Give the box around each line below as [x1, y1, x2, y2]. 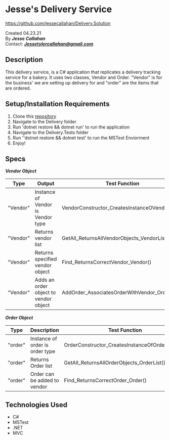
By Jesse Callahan [5, 35, 46, 41]
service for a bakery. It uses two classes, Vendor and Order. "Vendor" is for [5, 74, 162, 80]
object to [34, 289, 56, 296]
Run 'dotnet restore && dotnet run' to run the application [12, 124, 130, 130]
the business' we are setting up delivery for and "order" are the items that [5, 79, 159, 85]
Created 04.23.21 [5, 30, 41, 36]
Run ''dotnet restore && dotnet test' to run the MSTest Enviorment [12, 135, 150, 141]
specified [34, 255, 57, 262]
